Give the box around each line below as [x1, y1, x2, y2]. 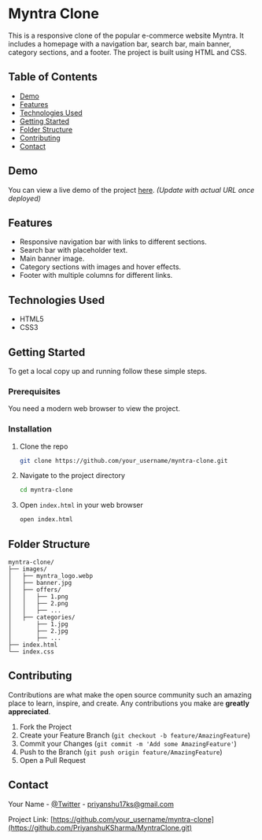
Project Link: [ [8, 814, 54, 823]
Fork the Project [19, 722, 72, 731]
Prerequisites [8, 386, 61, 397]
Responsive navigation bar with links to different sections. [19, 237, 207, 246]
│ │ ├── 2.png [8, 600, 68, 608]
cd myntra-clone [19, 486, 73, 494]
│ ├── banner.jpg [8, 579, 72, 587]
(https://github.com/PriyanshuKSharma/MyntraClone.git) [8, 823, 193, 832]
